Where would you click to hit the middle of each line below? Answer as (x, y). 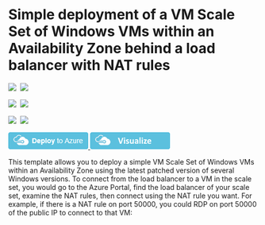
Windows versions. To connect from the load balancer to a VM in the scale (130, 178)
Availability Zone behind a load (112, 48)
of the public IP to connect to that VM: (70, 212)
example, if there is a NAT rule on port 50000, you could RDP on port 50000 (132, 204)
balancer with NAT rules (89, 66)
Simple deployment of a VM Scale (122, 15)
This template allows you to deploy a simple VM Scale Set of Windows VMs (131, 161)
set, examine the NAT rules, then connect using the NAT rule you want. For (130, 196)
